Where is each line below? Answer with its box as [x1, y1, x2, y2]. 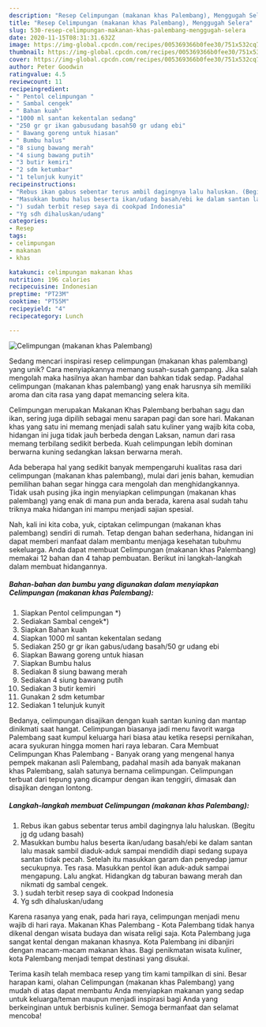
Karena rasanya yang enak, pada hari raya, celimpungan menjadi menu [9, 912, 240, 921]
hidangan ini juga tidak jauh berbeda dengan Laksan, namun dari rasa [9, 430, 236, 439]
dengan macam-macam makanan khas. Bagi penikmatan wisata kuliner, [9, 945, 243, 954]
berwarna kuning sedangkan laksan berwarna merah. [9, 447, 183, 457]
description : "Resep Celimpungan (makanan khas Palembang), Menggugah [9, 11, 246, 20]
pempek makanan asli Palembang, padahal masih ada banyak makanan [9, 758, 242, 767]
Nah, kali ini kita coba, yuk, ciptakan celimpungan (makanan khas [9, 519, 222, 529]
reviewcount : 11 [9, 77, 62, 85]
